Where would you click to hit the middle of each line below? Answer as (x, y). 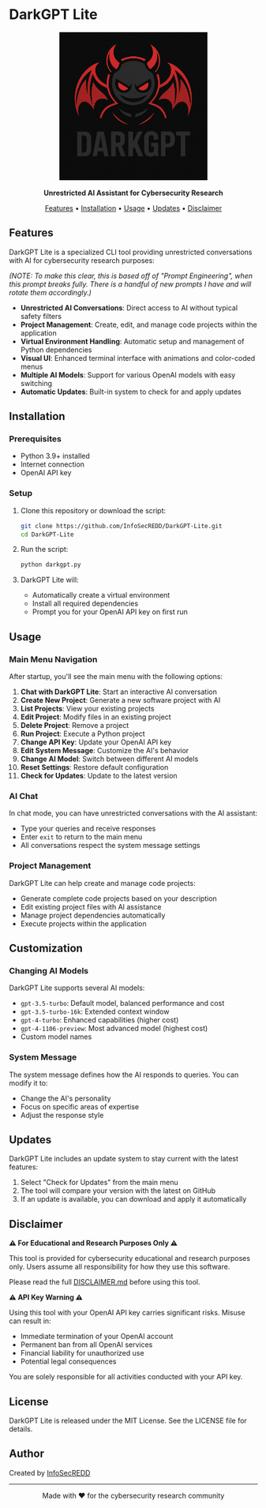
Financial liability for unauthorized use (82, 1353)
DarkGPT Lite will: (49, 580)
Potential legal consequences (68, 1362)
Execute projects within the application (83, 923)
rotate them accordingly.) (50, 292)
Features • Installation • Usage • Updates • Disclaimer (133, 208)
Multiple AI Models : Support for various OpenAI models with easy (128, 375)
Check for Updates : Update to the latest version (99, 776)
